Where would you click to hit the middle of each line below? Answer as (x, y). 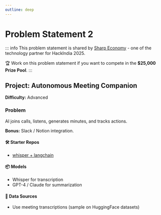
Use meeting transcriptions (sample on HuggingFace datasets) (76, 207)
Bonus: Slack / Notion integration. (39, 130)
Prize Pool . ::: (19, 70)
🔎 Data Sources (21, 196)
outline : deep (20, 10)
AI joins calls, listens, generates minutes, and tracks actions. (66, 121)
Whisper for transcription (38, 180)
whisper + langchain (33, 155)
